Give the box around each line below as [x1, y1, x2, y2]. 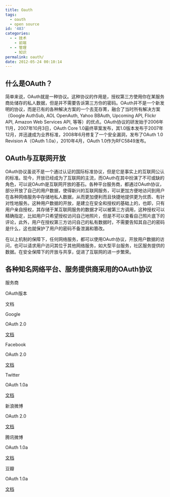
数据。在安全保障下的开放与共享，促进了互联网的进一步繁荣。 [5, 248, 134, 255]
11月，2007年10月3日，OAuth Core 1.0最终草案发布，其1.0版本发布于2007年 [5, 125, 163, 132]
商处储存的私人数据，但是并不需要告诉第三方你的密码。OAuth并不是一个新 [5, 100, 160, 106]
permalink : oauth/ [5, 54, 44, 60]
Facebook [5, 341, 26, 347]
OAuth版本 [5, 290, 28, 296]
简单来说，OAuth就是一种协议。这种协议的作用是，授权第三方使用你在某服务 [5, 94, 165, 100]
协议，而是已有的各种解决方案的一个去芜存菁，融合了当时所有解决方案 [14, 106, 160, 112]
